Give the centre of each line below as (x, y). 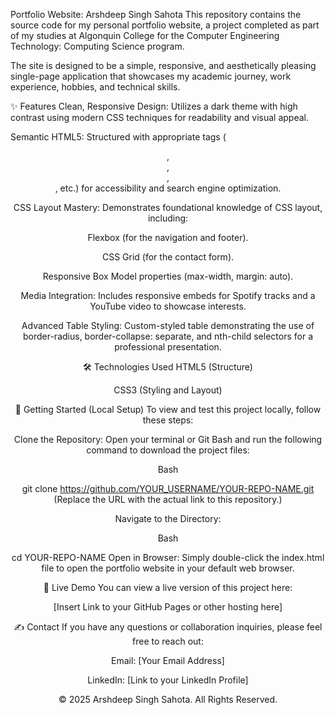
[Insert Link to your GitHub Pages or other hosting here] (168, 607)
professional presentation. (168, 347)
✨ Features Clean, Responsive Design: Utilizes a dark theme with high (154, 106)
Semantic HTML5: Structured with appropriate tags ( (118, 137)
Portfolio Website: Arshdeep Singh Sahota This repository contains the (156, 14)
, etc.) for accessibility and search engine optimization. (168, 188)
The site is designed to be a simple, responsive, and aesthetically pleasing (163, 65)
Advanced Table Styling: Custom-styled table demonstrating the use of (168, 325)
